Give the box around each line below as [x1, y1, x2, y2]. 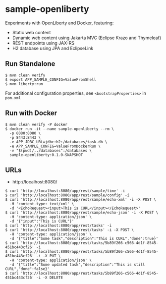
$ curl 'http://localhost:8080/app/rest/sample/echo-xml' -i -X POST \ [5, 197, 156, 202]
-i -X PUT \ [36, 254, 61, 259]
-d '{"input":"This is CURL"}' [9, 219, 74, 224]
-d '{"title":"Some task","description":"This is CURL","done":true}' [9, 236, 159, 241]
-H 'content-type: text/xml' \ [9, 202, 74, 207]
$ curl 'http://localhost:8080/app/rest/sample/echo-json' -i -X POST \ [5, 210, 159, 215]
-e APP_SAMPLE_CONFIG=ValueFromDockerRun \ [9, 144, 101, 149]
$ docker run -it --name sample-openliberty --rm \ [5, 126, 114, 131]
